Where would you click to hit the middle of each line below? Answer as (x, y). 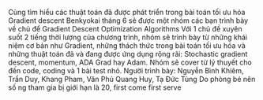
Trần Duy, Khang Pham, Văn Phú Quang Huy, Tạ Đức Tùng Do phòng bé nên (132, 79)
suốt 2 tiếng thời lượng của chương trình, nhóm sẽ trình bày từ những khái (128, 37)
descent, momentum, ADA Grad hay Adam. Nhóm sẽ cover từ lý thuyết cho (130, 62)
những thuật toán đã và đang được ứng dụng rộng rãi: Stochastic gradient (128, 54)
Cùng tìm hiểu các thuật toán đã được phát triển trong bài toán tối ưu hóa (127, 12)
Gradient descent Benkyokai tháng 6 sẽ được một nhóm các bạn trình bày (128, 20)
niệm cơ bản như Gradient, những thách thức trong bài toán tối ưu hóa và (127, 46)
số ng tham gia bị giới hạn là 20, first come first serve (95, 87)
